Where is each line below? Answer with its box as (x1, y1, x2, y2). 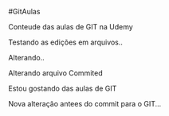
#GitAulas (8, 7, 41, 16)
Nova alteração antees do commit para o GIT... (8, 99, 162, 108)
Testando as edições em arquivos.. (8, 37, 124, 47)
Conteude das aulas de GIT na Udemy (8, 22, 133, 31)
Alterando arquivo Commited (8, 68, 103, 78)
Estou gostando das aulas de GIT (8, 83, 117, 93)
